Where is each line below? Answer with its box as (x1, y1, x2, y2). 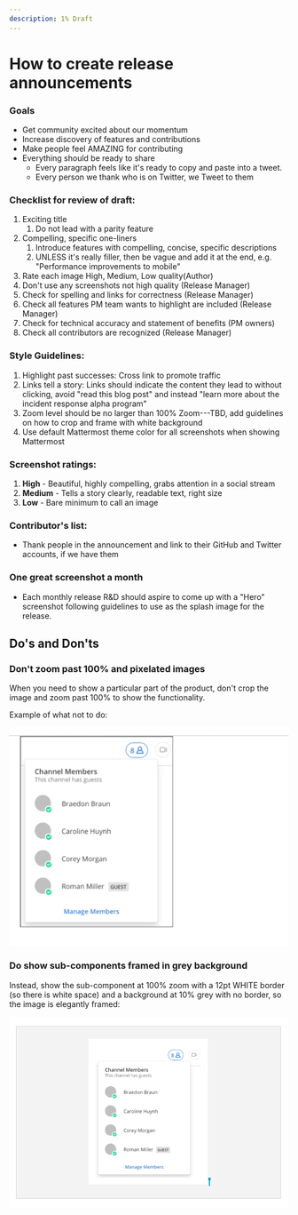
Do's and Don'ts (9, 635, 99, 651)
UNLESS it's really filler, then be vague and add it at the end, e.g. (35, 252, 272, 262)
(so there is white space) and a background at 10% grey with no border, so (9, 989, 282, 1000)
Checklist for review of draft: (9, 194, 136, 206)
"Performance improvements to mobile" (35, 261, 181, 272)
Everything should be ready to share (21, 153, 155, 164)
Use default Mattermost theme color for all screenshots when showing (21, 427, 280, 437)
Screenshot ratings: (9, 458, 98, 470)
